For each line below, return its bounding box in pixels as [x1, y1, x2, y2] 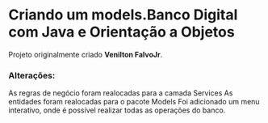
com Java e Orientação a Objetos [8, 23, 236, 41]
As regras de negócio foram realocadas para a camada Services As [8, 88, 233, 98]
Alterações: [8, 70, 56, 81]
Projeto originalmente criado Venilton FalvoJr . [8, 49, 163, 59]
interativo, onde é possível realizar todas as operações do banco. [8, 105, 226, 115]
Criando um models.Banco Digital [8, 6, 238, 24]
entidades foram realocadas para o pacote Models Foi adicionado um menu [8, 97, 260, 107]
